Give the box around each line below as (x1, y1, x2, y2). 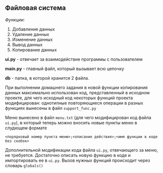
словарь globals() (5, 162, 43, 168)
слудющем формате (5, 125, 47, 131)
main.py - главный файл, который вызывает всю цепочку (5, 66, 125, 71)
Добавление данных (12, 26, 55, 32)
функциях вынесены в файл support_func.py (5, 105, 96, 111)
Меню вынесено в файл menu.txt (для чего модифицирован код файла (5, 114, 152, 121)
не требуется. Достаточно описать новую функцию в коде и (5, 152, 131, 158)
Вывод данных (12, 41, 43, 48)
